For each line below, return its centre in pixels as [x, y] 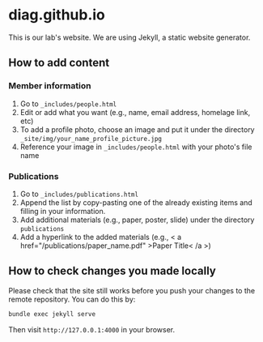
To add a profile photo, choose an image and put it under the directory [137, 129]
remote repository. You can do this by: [72, 299]
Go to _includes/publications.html [79, 194]
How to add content [59, 63]
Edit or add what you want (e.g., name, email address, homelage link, [135, 112]
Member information [50, 86]
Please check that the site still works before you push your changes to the [132, 290]
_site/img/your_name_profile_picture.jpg [91, 139]
